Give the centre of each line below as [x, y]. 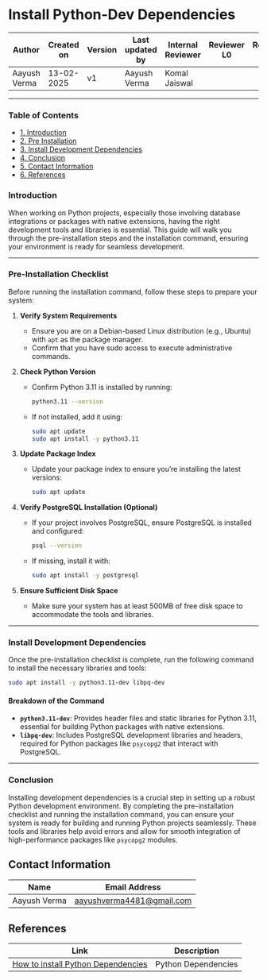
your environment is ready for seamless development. [97, 246]
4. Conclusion [43, 158]
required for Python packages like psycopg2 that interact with [119, 743]
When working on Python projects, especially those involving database [124, 213]
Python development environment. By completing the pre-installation [121, 806]
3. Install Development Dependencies [81, 149]
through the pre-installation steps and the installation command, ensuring [128, 238]
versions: [46, 477]
